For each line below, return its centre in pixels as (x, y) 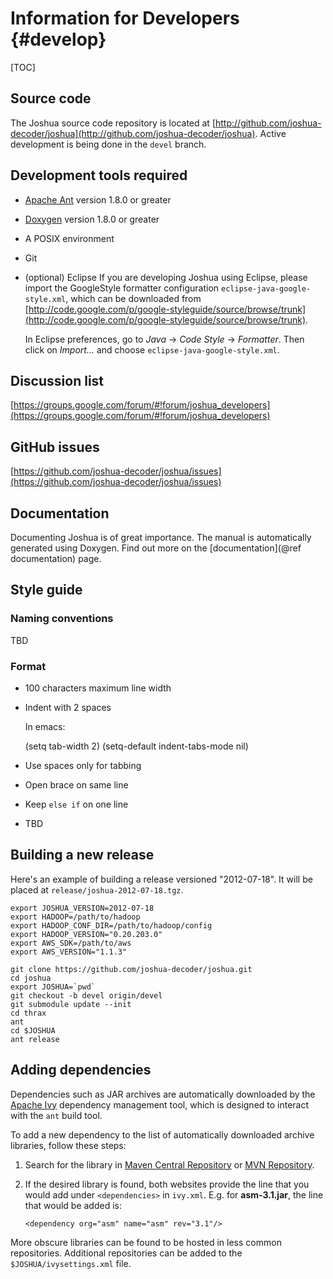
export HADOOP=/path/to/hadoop (75, 917)
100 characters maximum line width (98, 688)
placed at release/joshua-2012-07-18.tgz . (97, 889)
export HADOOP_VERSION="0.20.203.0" (86, 934)
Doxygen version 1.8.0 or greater (92, 219)
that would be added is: (73, 1205)
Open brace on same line (76, 784)
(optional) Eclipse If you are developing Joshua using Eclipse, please (166, 277)
